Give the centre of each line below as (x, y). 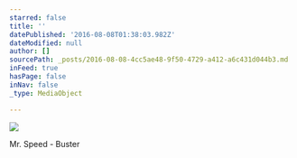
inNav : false (34, 85)
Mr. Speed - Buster (45, 144)
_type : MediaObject (46, 93)
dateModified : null (46, 43)
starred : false (38, 18)
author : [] (30, 51)
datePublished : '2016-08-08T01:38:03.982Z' (93, 34)
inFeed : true (34, 69)
